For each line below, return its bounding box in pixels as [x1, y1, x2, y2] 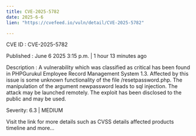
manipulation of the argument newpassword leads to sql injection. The [6, 83, 178, 90]
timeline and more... [6, 125, 55, 132]
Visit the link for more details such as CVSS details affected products [6, 118, 174, 125]
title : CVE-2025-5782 [6, 8, 60, 15]
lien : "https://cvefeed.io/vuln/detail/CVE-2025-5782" [6, 20, 144, 25]
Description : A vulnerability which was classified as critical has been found [6, 64, 191, 71]
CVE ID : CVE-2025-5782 [6, 41, 68, 48]
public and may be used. [6, 95, 66, 102]
